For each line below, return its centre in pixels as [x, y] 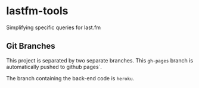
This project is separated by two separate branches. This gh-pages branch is [100, 60]
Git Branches [31, 46]
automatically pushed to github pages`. [54, 67]
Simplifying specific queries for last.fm [54, 27]
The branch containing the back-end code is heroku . [70, 78]
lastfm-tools [37, 11]
